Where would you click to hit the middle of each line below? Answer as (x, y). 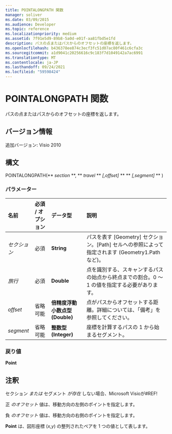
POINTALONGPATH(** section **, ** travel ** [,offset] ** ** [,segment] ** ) (84, 175)
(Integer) (62, 334)
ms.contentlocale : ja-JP (32, 62)
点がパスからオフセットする (120, 302)
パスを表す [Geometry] (114, 237)
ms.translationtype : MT (31, 58)
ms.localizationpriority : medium (41, 34)
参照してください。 (109, 317)
